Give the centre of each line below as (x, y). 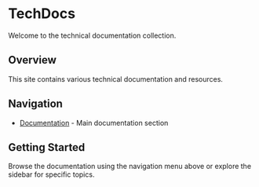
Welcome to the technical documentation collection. (92, 35)
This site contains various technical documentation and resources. (116, 79)
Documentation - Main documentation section (94, 123)
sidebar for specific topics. (51, 174)
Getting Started (47, 147)
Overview (33, 60)
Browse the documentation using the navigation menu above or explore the (130, 167)
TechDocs (42, 14)
